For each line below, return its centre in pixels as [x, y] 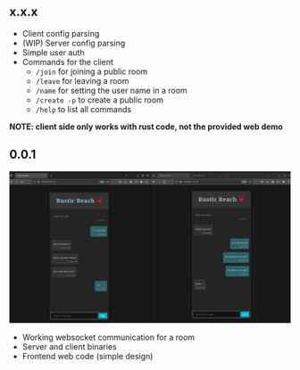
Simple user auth [53, 52]
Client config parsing [61, 33]
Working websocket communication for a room [108, 337]
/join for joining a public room [92, 71]
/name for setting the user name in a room [111, 90]
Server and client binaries [70, 347]
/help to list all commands [83, 109]
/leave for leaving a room [82, 80]
